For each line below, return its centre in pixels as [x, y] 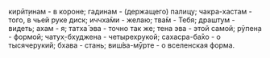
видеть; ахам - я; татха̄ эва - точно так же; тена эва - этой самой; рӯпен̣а [135, 28]
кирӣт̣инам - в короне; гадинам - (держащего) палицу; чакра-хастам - [130, 12]
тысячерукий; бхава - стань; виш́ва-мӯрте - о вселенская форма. [122, 45]
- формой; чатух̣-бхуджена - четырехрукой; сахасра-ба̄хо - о [115, 37]
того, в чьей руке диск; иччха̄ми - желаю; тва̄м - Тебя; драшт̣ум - [122, 20]
